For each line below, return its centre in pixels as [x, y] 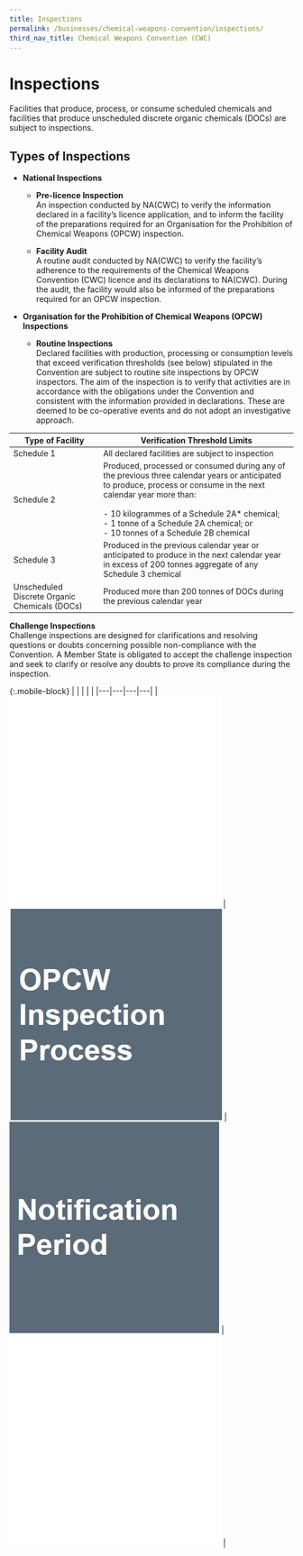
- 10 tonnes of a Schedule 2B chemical [177, 533]
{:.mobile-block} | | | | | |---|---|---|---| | [83, 691]
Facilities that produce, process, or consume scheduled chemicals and [141, 109]
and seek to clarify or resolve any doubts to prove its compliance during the [150, 664]
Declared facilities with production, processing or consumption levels [164, 353]
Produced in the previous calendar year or [181, 545]
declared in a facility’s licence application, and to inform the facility [160, 215]
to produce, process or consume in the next [184, 485]
